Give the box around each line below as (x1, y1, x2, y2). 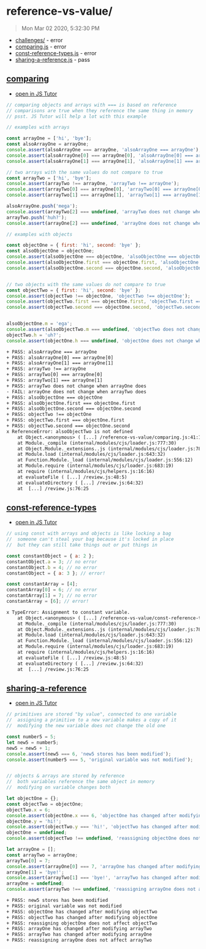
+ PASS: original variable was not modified (6, 902, 122, 909)
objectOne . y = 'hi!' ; (6, 818, 62, 825)
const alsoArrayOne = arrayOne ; (6, 141, 89, 148)
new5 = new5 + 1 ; (6, 745, 51, 751)
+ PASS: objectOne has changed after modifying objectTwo (6, 909, 158, 915)
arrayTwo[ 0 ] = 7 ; (6, 858, 51, 864)
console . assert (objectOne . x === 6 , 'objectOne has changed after (6, 812, 177, 819)
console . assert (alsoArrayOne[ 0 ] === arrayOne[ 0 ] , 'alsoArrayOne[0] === (6, 152, 193, 159)
